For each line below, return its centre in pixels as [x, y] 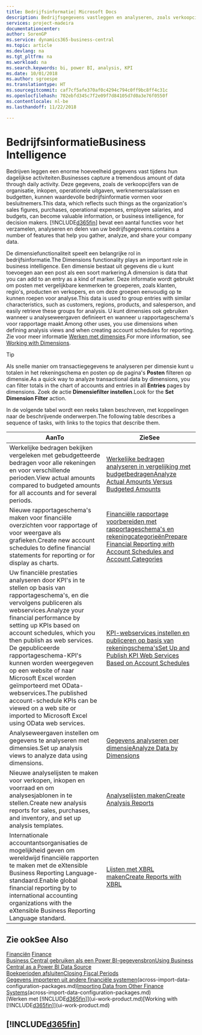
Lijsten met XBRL [130, 869]
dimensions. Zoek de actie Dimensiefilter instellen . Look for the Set [90, 392]
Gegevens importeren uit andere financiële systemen [72, 980]
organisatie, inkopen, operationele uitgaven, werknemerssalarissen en [93, 191]
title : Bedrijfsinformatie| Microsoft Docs [62, 12]
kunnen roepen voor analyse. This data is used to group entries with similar [99, 298]
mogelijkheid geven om [42, 851]
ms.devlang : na [25, 51]
